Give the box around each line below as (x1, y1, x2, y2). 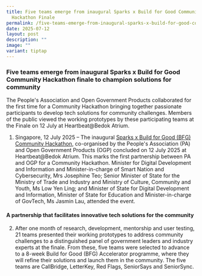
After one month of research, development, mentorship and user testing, (14, 225, 195, 232)
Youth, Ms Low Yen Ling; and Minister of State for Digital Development (14, 185, 189, 192)
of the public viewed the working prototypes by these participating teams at (6, 115, 194, 123)
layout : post (6, 31, 39, 37)
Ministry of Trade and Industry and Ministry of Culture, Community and (14, 179, 191, 186)
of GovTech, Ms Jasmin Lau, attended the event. (14, 198, 135, 205)
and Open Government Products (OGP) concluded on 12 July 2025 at (14, 147, 187, 154)
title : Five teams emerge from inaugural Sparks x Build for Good (6, 8, 176, 15)
